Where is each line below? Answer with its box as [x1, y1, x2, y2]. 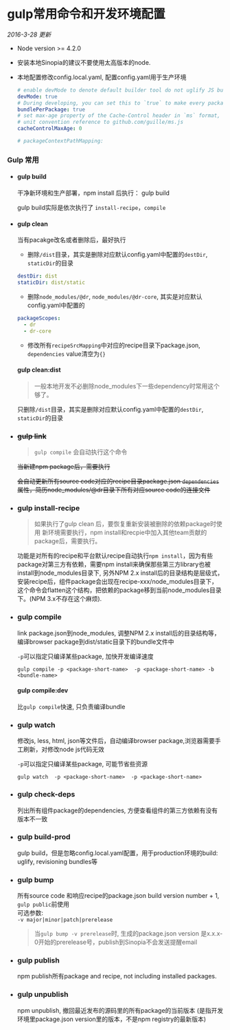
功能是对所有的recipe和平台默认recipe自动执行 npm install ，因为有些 [16, 551, 214, 560]
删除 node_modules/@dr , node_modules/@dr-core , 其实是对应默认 [27, 293, 203, 301]
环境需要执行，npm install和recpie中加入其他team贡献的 [47, 528, 207, 537]
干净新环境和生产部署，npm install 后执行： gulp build [16, 189, 170, 197]
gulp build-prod [16, 832, 71, 842]
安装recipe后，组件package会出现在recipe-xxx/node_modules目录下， [16, 578, 218, 586]
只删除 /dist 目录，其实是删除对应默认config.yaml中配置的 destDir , [16, 405, 204, 413]
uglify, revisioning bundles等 [16, 857, 98, 865]
